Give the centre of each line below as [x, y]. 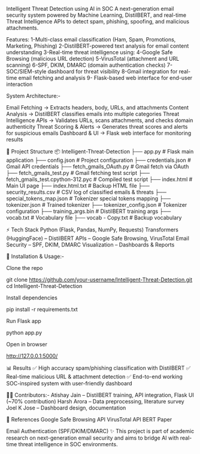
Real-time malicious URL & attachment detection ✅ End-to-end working [94, 376]
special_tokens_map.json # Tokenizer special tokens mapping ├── [89, 198]
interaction [19, 84]
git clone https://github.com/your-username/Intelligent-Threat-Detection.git [99, 280]
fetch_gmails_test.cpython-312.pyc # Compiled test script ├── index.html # [99, 179]
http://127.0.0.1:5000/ [32, 356]
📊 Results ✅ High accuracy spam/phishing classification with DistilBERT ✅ [99, 368]
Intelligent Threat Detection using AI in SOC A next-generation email [90, 9]
